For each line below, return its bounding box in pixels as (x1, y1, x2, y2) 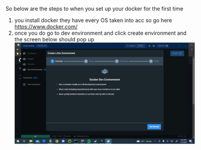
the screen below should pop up (14, 36, 94, 43)
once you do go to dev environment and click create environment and (14, 29, 187, 37)
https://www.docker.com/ (14, 23, 78, 30)
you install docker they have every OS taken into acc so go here (14, 17, 172, 23)
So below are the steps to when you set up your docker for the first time (5, 5, 184, 12)
